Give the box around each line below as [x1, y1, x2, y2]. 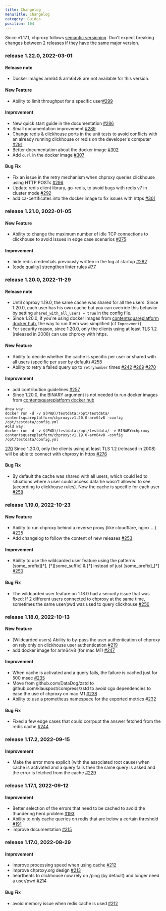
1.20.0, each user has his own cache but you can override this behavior [12, 305, 158, 311]
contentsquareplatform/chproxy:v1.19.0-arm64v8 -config [5, 432, 123, 438]
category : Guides [5, 16, 41, 21]
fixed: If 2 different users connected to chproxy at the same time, [12, 596, 145, 602]
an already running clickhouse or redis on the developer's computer [12, 136, 151, 142]
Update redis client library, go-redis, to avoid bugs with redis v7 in [12, 184, 147, 191]
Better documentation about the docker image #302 [12, 147, 119, 153]
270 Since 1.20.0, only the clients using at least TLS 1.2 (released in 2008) [5, 446, 156, 452]
